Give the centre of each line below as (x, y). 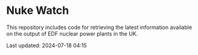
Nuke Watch (38, 11)
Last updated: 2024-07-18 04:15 (47, 45)
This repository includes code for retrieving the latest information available (99, 27)
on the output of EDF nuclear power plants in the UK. (72, 33)
